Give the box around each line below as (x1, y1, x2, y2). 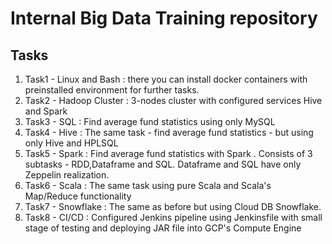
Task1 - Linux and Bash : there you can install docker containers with (24, 73, 308, 85)
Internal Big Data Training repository (10, 7, 318, 30)
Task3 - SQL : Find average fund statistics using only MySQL (24, 116, 276, 127)
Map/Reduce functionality (24, 190, 132, 202)
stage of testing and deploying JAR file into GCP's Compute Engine (24, 222, 302, 234)
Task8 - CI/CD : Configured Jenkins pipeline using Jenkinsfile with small (24, 212, 323, 223)
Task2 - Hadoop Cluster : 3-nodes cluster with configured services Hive (24, 95, 323, 106)
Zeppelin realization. (24, 169, 110, 181)
